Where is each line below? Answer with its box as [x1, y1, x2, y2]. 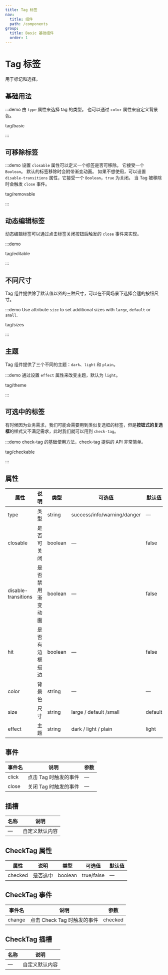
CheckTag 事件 [5, 891, 52, 899]
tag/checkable [5, 449, 35, 455]
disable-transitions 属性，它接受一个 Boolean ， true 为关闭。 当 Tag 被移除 [5, 175, 162, 181]
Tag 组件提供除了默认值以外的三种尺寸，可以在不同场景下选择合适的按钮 [5, 290, 154, 296]
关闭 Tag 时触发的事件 [27, 783, 79, 790]
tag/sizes [5, 322, 24, 328]
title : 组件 [9, 17, 33, 22]
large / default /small [71, 708, 120, 715]
